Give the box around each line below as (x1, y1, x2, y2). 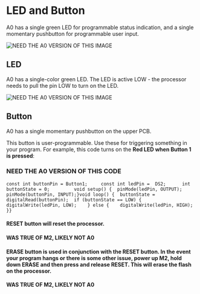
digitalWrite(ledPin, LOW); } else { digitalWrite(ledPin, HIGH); (6, 202, 193, 208)
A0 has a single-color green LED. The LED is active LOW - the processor (6, 75, 187, 82)
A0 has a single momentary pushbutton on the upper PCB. (6, 127, 152, 135)
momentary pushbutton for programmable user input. (6, 30, 139, 37)
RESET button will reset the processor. (6, 220, 105, 227)
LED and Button (6, 4, 86, 18)
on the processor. (6, 267, 52, 275)
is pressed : (6, 152, 35, 159)
